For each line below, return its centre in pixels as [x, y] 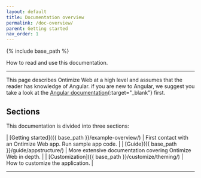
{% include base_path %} [38, 51]
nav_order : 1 [22, 34]
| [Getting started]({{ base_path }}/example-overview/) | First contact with [97, 137]
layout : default [26, 12]
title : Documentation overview [45, 17]
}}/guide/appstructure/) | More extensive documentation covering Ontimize [99, 150]
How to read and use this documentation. [57, 63]
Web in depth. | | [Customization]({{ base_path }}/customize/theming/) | [95, 156]
